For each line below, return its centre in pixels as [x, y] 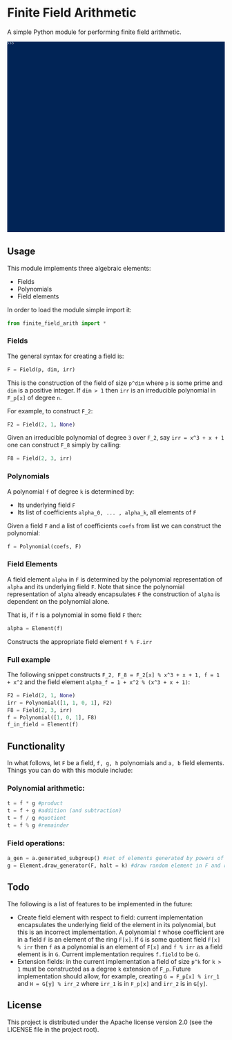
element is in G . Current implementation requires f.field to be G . [108, 954]
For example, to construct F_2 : [50, 411]
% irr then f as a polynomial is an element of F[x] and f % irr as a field [120, 947]
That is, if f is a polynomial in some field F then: [75, 615]
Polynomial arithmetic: [46, 789]
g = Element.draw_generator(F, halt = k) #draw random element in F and [114, 866]
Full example [29, 659]
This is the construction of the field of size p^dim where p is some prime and [115, 383]
